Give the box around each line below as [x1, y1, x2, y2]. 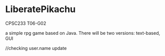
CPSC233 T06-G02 [5, 20, 47, 26]
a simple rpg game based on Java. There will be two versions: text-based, [5, 30, 160, 36]
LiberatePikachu [5, 4, 76, 15]
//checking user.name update [5, 45, 67, 51]
